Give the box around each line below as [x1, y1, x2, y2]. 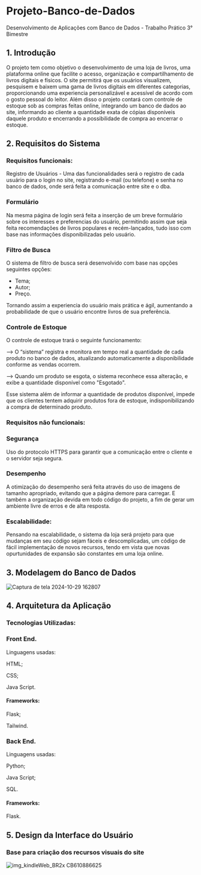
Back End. [6, 737, 36, 745]
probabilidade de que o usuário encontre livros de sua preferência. [6, 308, 171, 316]
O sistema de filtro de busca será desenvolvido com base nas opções [6, 259, 178, 266]
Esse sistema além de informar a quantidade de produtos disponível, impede [6, 391, 195, 398]
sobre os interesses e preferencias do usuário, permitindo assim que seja [6, 218, 187, 225]
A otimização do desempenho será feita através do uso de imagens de [6, 483, 181, 490]
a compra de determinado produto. [6, 403, 93, 410]
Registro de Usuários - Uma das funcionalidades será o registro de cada [6, 170, 184, 178]
